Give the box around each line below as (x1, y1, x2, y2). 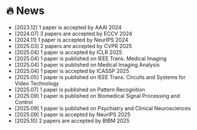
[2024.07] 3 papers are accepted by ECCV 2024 (14, 30, 132, 37)
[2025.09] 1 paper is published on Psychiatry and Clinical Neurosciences (14, 104, 191, 112)
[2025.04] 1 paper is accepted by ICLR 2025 (14, 49, 122, 56)
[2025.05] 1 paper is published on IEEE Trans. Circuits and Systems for (14, 73, 186, 80)
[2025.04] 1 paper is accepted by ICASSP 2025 (14, 67, 129, 74)
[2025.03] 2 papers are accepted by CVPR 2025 (14, 42, 132, 49)
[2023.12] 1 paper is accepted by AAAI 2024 (14, 23, 122, 30)
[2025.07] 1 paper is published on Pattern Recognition (14, 86, 145, 93)
